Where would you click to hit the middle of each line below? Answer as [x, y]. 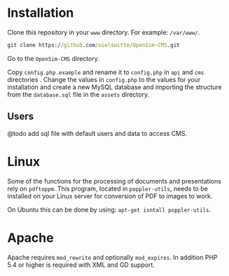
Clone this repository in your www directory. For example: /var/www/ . [104, 32]
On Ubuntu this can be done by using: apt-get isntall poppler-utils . [109, 209]
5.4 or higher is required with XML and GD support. [81, 265]
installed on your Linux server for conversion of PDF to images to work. [110, 196]
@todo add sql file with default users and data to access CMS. [97, 133]
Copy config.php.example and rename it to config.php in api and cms [106, 72]
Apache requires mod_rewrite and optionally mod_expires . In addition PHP [112, 257]
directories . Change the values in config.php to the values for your [104, 79]
